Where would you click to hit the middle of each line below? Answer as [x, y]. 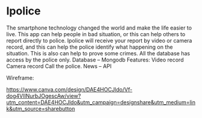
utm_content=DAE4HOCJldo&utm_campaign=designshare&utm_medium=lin [101, 102]
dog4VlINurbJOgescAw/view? [44, 96]
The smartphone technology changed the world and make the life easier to [99, 28]
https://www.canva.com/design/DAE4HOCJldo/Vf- [69, 89]
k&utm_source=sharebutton [41, 108]
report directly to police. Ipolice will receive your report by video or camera [99, 40]
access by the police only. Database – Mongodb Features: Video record [95, 60]
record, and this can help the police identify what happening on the [90, 47]
